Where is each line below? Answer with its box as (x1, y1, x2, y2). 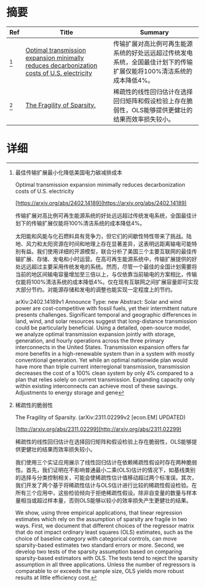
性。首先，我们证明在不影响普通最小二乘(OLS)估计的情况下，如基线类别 (15, 466, 196, 474)
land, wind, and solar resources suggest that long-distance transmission (15, 317, 197, 325)
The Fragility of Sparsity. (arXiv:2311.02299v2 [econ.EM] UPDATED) (15, 413, 186, 421)
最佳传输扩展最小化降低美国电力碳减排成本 (15, 168, 123, 176)
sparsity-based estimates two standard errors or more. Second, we (15, 541, 184, 549)
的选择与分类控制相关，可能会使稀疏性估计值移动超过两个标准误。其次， (15, 474, 197, 481)
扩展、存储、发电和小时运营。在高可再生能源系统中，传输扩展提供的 (20, 255, 192, 262)
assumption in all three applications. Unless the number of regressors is (15, 561, 196, 568)
